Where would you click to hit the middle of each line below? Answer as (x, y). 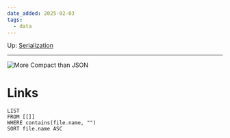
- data (23, 26)
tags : (15, 20)
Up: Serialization (30, 46)
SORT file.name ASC (35, 129)
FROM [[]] (21, 117)
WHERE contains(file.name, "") (52, 123)
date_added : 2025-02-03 (41, 13)
